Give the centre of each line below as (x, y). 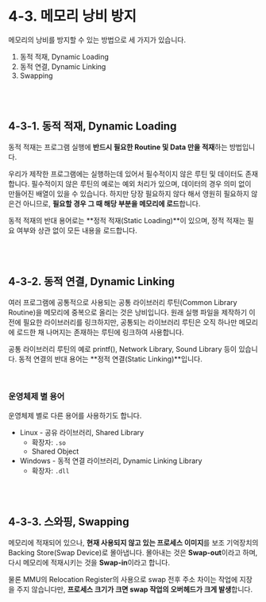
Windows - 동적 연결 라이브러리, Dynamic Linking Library (111, 461)
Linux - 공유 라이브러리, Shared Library (82, 432)
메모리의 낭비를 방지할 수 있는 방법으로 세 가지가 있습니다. (97, 40)
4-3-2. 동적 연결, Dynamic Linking (92, 282)
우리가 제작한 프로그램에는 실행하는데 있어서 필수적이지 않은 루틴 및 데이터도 (126, 174)
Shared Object (55, 451)
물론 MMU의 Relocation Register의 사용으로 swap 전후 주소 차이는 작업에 (123, 579)
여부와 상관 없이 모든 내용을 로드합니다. (77, 230)
